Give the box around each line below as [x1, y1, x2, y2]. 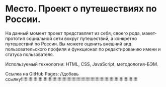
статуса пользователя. [5, 51, 54, 57]
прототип [5, 35, 26, 41]
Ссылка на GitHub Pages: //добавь [5, 70, 79, 76]
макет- [142, 30, 157, 36]
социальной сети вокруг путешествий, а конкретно [26, 35, 137, 41]
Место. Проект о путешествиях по [5, 3, 157, 14]
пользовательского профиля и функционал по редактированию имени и [5, 46, 161, 52]
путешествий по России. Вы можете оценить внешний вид [5, 40, 132, 46]
